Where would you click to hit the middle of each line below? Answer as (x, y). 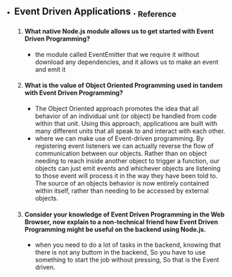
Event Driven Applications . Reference (95, 13)
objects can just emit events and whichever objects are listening (128, 168)
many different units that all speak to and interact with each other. (130, 131)
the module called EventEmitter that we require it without (117, 54)
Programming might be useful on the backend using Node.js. (115, 229)
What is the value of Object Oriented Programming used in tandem (123, 85)
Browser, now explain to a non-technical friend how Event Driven (121, 221)
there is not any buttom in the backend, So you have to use (120, 252)
